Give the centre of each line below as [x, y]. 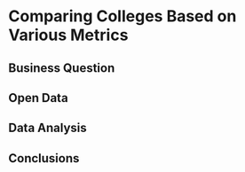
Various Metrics [68, 35]
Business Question [62, 68]
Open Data [38, 98]
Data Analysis [48, 128]
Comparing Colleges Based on [122, 16]
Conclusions [44, 158]
